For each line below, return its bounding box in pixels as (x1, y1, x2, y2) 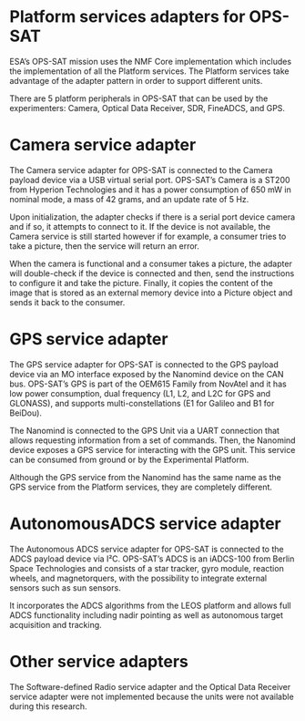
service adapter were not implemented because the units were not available (9, 691, 294, 702)
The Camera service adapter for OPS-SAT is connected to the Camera (9, 164, 273, 175)
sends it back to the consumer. (9, 296, 126, 307)
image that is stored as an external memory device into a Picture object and (9, 287, 293, 298)
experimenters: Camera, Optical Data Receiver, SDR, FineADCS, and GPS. (9, 102, 285, 113)
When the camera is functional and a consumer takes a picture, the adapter (9, 258, 293, 269)
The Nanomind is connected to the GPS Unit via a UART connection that (9, 425, 280, 436)
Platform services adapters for (9, 6, 246, 27)
